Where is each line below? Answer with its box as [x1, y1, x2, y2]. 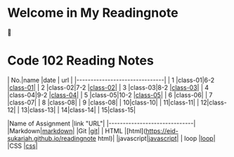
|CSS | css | [7, 142, 38, 150]
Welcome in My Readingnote [7, 5, 178, 21]
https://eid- [145, 126, 179, 135]
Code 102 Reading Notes [7, 53, 155, 69]
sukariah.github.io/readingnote [7, 134, 97, 142]
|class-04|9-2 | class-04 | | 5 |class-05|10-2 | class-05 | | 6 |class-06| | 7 [7, 90, 213, 99]
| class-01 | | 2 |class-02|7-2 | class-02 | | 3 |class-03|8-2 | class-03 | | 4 [7, 83, 209, 92]
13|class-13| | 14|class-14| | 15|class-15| [20, 105, 136, 114]
